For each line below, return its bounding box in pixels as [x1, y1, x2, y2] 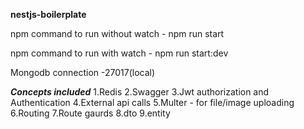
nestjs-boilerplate [10, 9, 87, 20]
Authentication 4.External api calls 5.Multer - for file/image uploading [10, 97, 295, 108]
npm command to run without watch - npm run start [10, 28, 225, 39]
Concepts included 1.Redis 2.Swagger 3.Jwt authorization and [10, 86, 270, 98]
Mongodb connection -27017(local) [10, 67, 156, 78]
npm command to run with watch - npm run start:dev [10, 47, 229, 59]
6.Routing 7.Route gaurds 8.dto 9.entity [10, 107, 171, 119]
